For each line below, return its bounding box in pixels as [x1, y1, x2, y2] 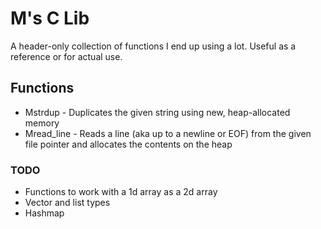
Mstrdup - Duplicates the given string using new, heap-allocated [24, 106, 291, 118]
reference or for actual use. [10, 50, 123, 62]
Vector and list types [24, 197, 111, 209]
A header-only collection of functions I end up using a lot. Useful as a [10, 40, 297, 52]
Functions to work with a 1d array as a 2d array [24, 186, 218, 198]
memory [24, 117, 60, 129]
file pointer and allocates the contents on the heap [24, 138, 233, 150]
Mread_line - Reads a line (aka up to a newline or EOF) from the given [24, 127, 312, 139]
